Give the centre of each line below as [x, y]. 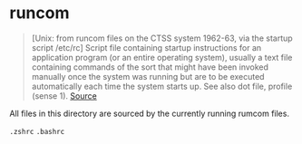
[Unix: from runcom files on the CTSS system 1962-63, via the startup [162, 38]
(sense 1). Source [64, 96]
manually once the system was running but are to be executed [148, 76]
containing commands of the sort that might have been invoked [150, 67]
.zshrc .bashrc [37, 131]
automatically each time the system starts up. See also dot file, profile [162, 86]
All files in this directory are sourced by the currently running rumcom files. [150, 113]
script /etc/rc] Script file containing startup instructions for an [146, 47]
